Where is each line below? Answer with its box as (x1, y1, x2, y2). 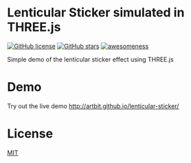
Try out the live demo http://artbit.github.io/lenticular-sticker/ (7, 101, 179, 110)
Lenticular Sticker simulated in (7, 5, 185, 21)
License (7, 126, 54, 142)
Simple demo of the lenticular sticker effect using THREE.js (7, 55, 174, 63)
